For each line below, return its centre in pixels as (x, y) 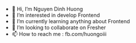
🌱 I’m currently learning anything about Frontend (71, 21)
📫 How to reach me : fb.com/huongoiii (59, 34)
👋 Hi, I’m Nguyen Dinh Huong (47, 9)
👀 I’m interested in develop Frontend (56, 15)
